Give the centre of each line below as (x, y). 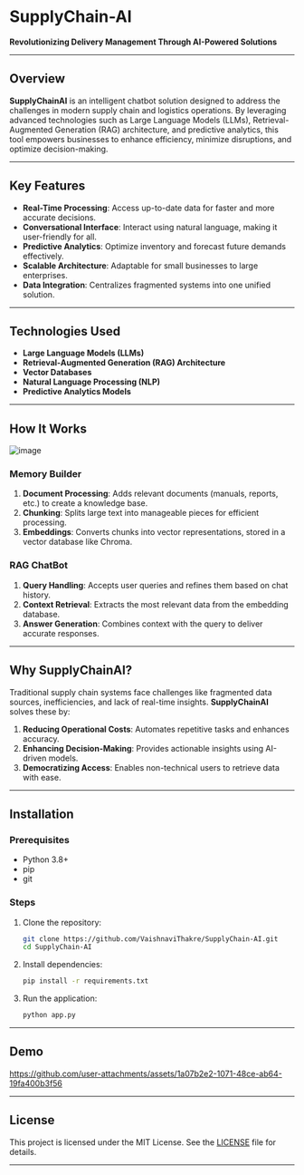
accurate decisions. (59, 217)
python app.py (49, 1015)
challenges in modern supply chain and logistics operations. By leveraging (148, 110)
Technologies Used (65, 331)
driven (34, 758)
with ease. (42, 777)
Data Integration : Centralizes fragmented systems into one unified (147, 285)
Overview (38, 79)
